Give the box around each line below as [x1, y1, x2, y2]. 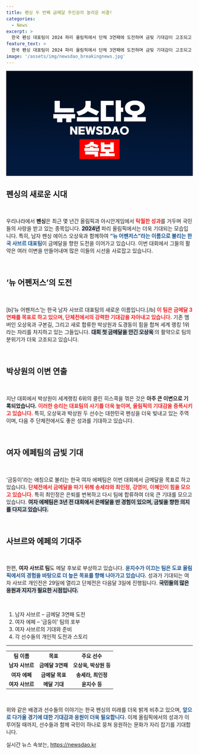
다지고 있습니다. [12, 505, 49, 513]
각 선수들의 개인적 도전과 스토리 [14, 633, 88, 641]
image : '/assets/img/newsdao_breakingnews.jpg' [6, 53, 126, 59]
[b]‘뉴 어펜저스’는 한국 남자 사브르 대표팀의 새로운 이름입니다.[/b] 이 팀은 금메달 [6, 306, 188, 313]
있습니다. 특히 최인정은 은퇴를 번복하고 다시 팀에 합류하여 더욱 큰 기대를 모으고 [12, 490, 192, 498]
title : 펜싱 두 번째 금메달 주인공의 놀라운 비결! [6, 9, 113, 15]
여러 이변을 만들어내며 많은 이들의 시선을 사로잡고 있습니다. [17, 247, 153, 255]
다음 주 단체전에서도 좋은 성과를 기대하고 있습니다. [18, 417, 134, 424]
